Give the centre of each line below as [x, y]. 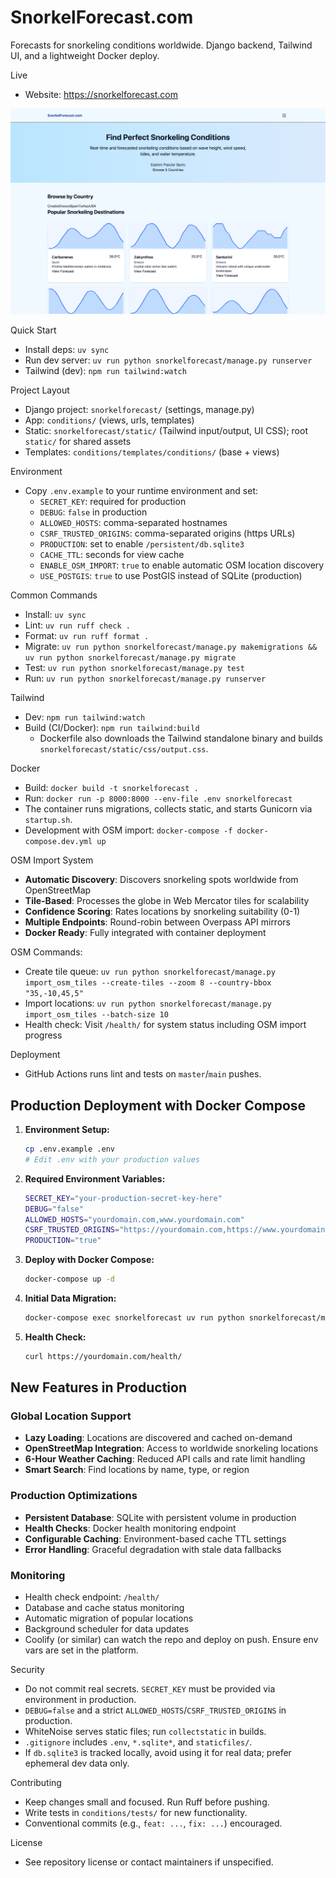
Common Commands [54, 595]
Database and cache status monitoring [104, 1608]
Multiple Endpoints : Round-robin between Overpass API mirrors [157, 922]
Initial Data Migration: [70, 1298]
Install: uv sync [55, 615]
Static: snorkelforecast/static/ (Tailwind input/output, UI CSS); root [166, 431]
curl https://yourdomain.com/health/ [103, 1356]
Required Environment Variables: [95, 1178]
